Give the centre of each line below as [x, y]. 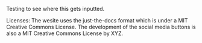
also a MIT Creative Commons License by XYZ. [65, 33]
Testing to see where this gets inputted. [55, 9]
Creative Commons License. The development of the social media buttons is [101, 27]
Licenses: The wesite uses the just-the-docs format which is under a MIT [97, 20]
